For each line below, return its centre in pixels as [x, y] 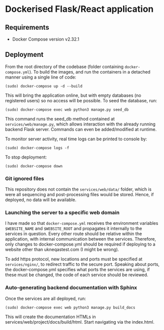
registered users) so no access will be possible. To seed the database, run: [81, 100]
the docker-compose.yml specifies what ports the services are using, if [78, 270]
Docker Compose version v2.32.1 [46, 39]
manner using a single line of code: [41, 77]
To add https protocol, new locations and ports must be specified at [74, 259]
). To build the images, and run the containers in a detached [90, 72]
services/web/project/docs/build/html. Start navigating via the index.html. [80, 322]
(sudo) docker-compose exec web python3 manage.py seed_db [67, 110]
